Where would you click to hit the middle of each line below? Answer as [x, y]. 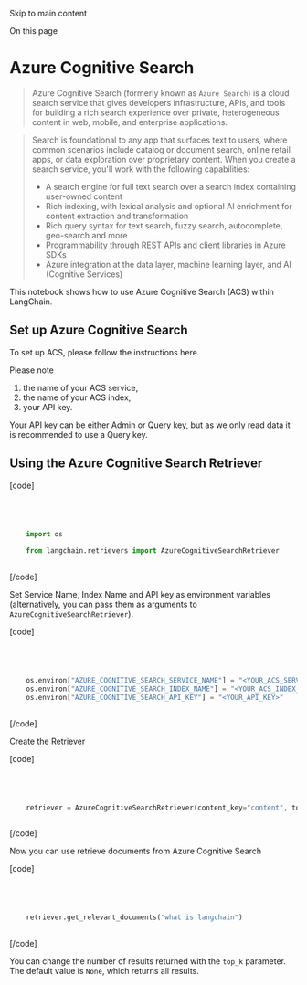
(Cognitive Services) [84, 274]
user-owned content [84, 196]
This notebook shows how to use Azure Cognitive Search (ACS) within [142, 291]
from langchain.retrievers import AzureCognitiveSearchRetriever [153, 551]
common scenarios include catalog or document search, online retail [161, 149]
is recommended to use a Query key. [79, 434]
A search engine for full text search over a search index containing [171, 186]
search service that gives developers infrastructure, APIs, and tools [159, 102]
